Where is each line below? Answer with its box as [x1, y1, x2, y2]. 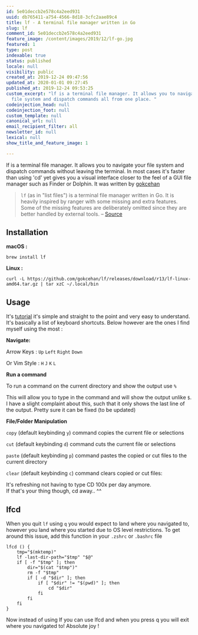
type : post [6, 47, 33, 53]
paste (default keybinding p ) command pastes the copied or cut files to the [6, 452, 187, 459]
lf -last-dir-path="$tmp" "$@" [16, 554, 94, 560]
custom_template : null [6, 113, 62, 118]
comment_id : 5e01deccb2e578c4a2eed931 [6, 31, 101, 37]
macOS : [6, 243, 28, 250]
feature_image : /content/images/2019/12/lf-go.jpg [6, 36, 133, 42]
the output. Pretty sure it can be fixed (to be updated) [6, 406, 136, 414]
